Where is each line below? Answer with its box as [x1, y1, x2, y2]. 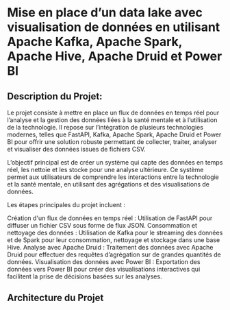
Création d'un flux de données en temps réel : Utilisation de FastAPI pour [7, 214, 213, 222]
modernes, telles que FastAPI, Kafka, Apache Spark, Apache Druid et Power [7, 130, 222, 139]
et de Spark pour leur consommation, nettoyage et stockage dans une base [7, 236, 220, 244]
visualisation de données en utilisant [7, 19, 220, 35]
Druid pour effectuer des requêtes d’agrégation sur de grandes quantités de [7, 250, 221, 259]
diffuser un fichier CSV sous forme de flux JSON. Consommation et [7, 222, 197, 229]
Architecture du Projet [7, 292, 104, 304]
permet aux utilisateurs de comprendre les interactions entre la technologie [7, 173, 219, 181]
